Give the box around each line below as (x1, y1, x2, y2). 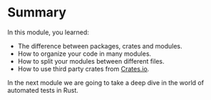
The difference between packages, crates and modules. (17, 41, 182, 50)
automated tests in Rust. (7, 86, 78, 94)
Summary (7, 4, 66, 21)
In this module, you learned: (7, 28, 89, 36)
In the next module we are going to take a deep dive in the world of (7, 78, 205, 86)
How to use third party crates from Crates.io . (17, 64, 150, 73)
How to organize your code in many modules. (17, 49, 152, 58)
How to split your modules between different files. (17, 56, 165, 65)
